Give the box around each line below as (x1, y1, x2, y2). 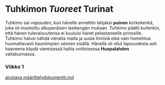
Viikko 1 (5, 63, 24, 70)
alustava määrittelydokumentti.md (5, 75, 74, 81)
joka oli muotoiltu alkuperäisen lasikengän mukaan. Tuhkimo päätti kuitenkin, (5, 25, 161, 30)
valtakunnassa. (5, 51, 36, 57)
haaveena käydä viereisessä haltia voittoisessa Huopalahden (5, 46, 130, 52)
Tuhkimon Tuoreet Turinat (5, 3, 114, 15)
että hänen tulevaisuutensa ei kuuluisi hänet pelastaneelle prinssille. (5, 30, 143, 36)
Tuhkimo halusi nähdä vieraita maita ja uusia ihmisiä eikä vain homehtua (5, 35, 151, 41)
